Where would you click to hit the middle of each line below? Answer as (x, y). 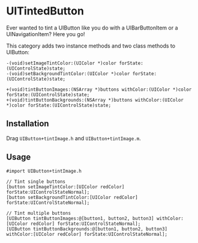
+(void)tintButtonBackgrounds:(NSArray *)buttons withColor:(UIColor (95, 100)
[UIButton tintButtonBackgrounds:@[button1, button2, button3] (87, 229)
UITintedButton (45, 11)
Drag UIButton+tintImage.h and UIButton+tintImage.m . (73, 138)
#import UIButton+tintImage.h (44, 171)
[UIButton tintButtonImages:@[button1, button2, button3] (80, 218)
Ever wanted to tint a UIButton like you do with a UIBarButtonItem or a (92, 28)
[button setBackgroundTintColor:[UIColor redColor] (72, 197)
